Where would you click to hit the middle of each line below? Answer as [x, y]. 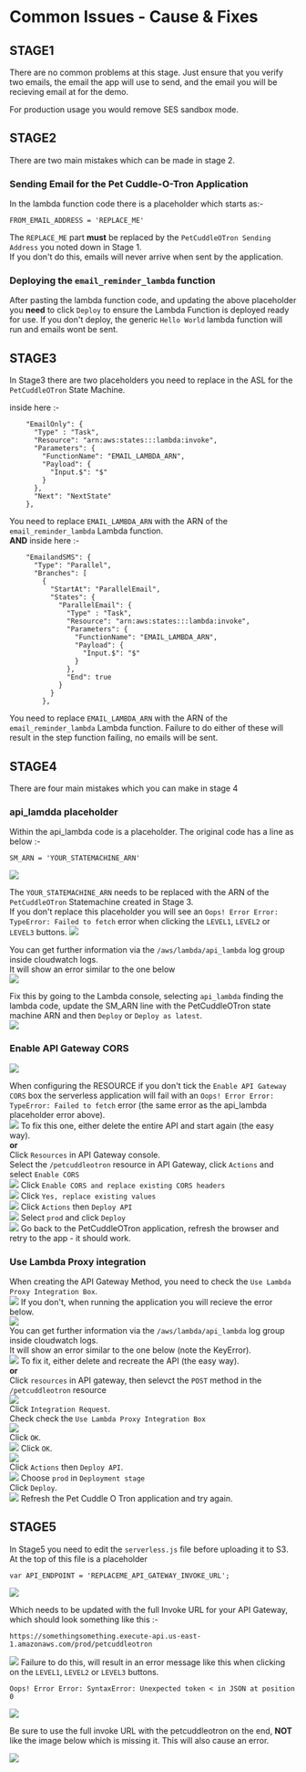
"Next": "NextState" [72, 496]
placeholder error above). [57, 1114]
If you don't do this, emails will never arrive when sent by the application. [147, 257]
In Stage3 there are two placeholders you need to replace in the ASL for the [151, 380]
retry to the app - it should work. [71, 1238]
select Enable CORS [45, 1174]
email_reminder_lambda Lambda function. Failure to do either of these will [147, 728]
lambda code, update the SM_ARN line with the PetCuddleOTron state [140, 1006]
